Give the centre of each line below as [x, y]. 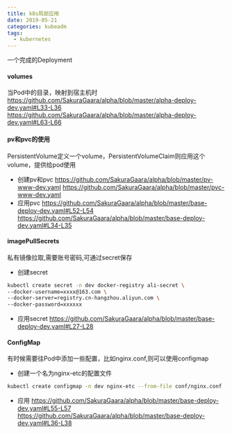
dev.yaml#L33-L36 [34, 107]
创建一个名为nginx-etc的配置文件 [65, 373]
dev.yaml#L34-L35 [44, 225]
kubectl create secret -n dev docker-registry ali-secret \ [96, 285]
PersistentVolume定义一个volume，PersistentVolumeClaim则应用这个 [106, 156]
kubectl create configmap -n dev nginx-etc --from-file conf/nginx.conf [115, 387]
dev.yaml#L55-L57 [44, 408]
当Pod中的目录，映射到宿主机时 [52, 93]
